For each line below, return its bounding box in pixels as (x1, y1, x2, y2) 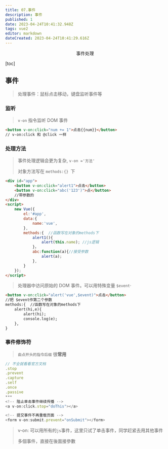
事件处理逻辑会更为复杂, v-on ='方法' (17, 158, 95, 164)
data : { (23, 216, 37, 221)
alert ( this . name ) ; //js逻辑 (41, 239, 99, 245)
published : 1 (5, 17, 33, 22)
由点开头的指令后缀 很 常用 (17, 351, 67, 357)
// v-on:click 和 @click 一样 (5, 132, 67, 137)
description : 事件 (5, 12, 43, 17)
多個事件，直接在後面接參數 (17, 438, 76, 444)
